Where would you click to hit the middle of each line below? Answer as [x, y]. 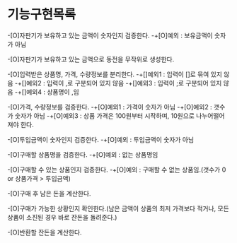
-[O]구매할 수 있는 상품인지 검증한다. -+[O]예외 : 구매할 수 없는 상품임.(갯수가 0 [117, 170]
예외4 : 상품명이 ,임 [52, 92]
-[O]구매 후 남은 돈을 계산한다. [49, 193]
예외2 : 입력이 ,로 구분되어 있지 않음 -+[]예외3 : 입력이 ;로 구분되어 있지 [124, 83]
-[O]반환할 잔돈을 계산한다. [45, 232]
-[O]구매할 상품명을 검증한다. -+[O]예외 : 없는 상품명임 [83, 154]
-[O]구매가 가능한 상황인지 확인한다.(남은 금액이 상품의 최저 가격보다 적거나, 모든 [118, 208]
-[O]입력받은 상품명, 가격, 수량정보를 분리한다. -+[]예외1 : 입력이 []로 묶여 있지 [115, 74]
